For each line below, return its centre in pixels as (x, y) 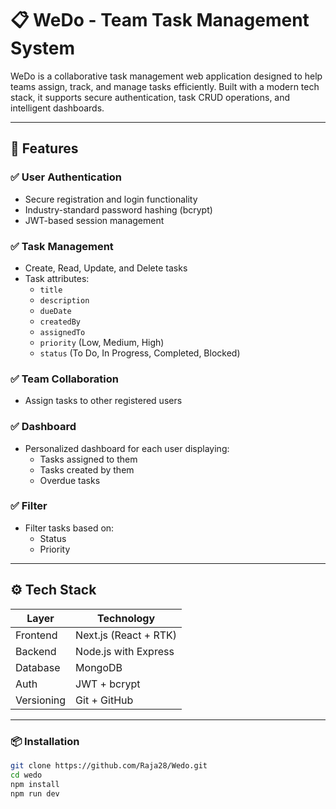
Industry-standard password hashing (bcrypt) (118, 209)
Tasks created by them (87, 469)
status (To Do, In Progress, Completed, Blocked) (140, 353)
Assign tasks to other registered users (103, 401)
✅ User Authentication (66, 177)
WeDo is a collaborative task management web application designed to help (166, 76)
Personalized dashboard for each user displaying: (127, 448)
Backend (36, 651)
